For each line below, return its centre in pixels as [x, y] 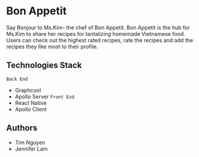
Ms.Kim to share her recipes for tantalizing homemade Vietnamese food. [96, 33]
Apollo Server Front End [45, 96]
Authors [22, 128]
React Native [31, 103]
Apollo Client [31, 109]
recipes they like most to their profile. [52, 47]
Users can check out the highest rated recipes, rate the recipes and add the [100, 40]
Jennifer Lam [31, 149]
